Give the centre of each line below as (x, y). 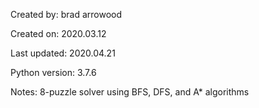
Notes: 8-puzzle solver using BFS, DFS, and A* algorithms (130, 92)
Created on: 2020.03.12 (58, 33)
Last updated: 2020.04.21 (63, 53)
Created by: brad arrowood (66, 14)
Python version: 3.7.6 (53, 72)
